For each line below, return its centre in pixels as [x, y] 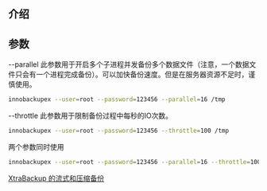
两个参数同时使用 [36, 146]
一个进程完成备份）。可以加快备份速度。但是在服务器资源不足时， [142, 75]
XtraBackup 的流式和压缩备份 [56, 178]
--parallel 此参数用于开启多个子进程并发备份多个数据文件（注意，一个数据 [129, 64]
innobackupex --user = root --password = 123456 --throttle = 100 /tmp [118, 131]
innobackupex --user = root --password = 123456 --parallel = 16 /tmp [117, 99]
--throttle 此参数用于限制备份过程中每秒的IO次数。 [91, 116]
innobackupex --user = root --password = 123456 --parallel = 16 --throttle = [129, 162]
